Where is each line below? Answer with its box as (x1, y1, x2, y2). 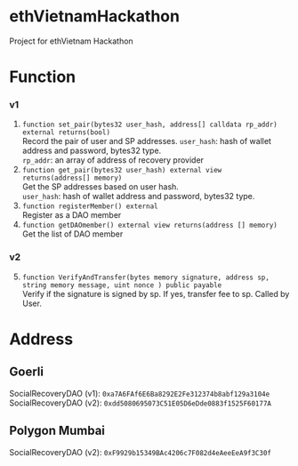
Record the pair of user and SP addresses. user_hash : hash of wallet (21, 136, 271, 147)
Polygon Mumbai (9, 423, 105, 438)
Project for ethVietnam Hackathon (9, 36, 133, 46)
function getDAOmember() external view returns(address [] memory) (21, 221, 278, 230)
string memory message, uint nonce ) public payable (21, 280, 222, 290)
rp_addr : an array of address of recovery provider (21, 155, 205, 165)
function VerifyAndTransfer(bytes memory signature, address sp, (21, 273, 270, 282)
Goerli (9, 365, 44, 380)
